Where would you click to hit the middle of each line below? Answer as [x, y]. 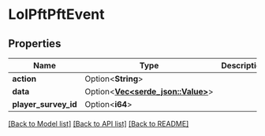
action [24, 79]
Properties [35, 44]
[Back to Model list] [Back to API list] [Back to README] [99, 124]
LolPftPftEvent [56, 15]
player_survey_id [45, 104]
